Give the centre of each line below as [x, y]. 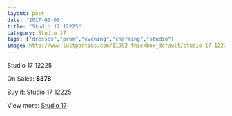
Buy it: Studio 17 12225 [39, 92]
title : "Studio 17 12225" [44, 26]
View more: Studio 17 [37, 105]
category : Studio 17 [37, 33]
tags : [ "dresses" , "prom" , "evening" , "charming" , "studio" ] [91, 39]
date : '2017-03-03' [35, 20]
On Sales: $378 [29, 79]
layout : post [26, 13]
